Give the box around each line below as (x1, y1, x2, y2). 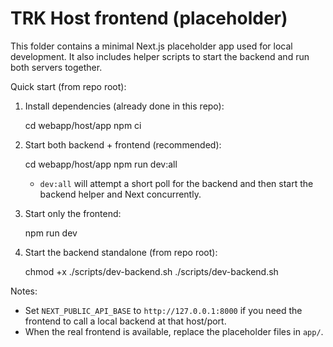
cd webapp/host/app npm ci (24, 119, 142, 131)
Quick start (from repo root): (10, 80, 127, 92)
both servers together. (10, 61, 103, 73)
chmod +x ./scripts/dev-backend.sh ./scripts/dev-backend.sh (24, 265, 279, 277)
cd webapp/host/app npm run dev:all (24, 158, 178, 170)
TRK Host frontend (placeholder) (10, 7, 288, 30)
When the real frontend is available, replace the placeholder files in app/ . (24, 325, 324, 337)
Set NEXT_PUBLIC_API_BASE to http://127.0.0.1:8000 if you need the (24, 304, 303, 316)
